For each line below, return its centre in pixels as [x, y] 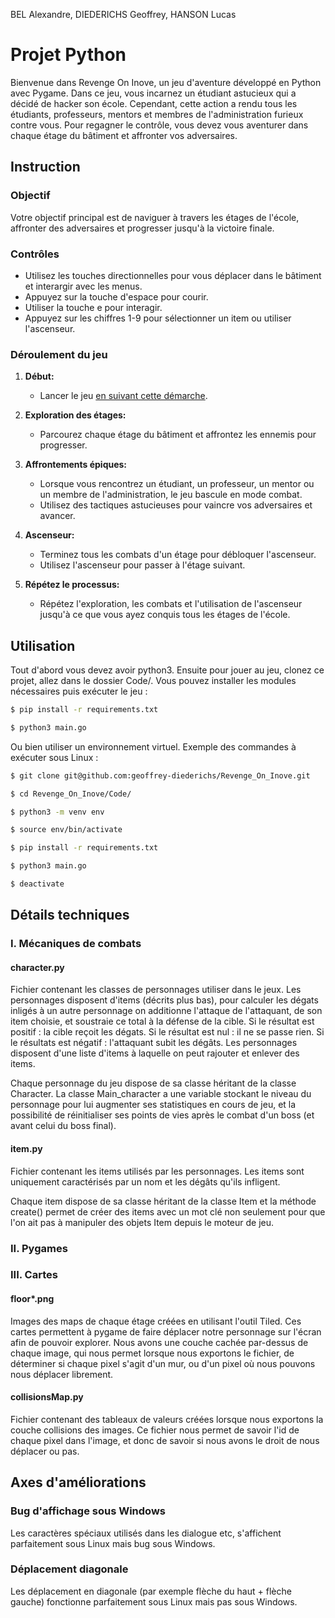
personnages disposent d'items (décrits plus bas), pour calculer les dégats [164, 1000]
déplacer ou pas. [45, 1451]
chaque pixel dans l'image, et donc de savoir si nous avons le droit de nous [165, 1440]
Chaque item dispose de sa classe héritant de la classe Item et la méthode [163, 1201]
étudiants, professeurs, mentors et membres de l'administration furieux [157, 114]
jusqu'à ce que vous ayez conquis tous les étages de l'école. [165, 615]
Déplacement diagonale [69, 1569]
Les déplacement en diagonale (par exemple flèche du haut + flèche [151, 1591]
